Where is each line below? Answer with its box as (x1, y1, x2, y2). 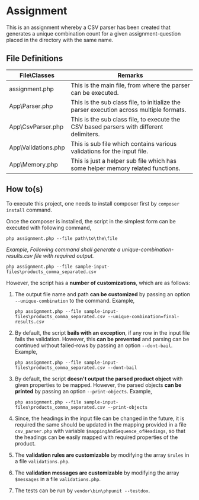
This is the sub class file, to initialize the (70, 98, 181, 106)
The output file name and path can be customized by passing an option (14, 290, 191, 297)
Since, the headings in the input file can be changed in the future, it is (14, 415, 185, 422)
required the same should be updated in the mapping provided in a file (14, 421, 187, 428)
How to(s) (6, 184, 43, 194)
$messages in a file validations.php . (14, 475, 101, 482)
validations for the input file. (70, 147, 148, 155)
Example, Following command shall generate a (6, 246, 121, 253)
